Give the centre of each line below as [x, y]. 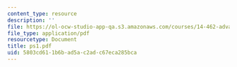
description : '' [31, 20]
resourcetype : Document [42, 40]
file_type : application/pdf [49, 33]
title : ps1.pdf [30, 46]
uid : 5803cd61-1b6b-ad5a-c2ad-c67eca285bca [72, 53]
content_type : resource [42, 14]
